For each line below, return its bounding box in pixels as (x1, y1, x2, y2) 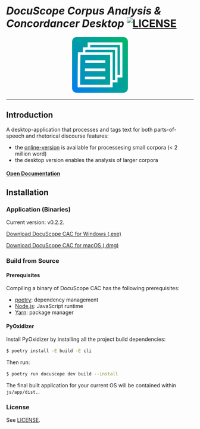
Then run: (6, 359, 30, 366)
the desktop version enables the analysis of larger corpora (14, 156, 159, 163)
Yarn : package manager (14, 309, 74, 316)
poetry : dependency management (14, 296, 99, 303)
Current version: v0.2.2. (6, 219, 64, 226)
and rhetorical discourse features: (26, 132, 109, 139)
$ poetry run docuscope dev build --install (6, 371, 118, 377)
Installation (6, 187, 49, 197)
